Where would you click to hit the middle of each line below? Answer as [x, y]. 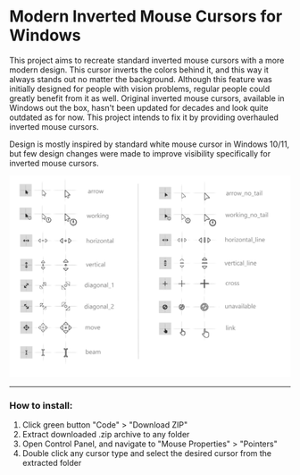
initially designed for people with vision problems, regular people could [140, 89]
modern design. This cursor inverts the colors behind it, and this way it [139, 70]
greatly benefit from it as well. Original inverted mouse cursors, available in [147, 98]
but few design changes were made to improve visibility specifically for [140, 153]
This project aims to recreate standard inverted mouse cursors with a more [147, 60]
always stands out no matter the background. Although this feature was [141, 79]
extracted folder [52, 463]
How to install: [41, 405]
